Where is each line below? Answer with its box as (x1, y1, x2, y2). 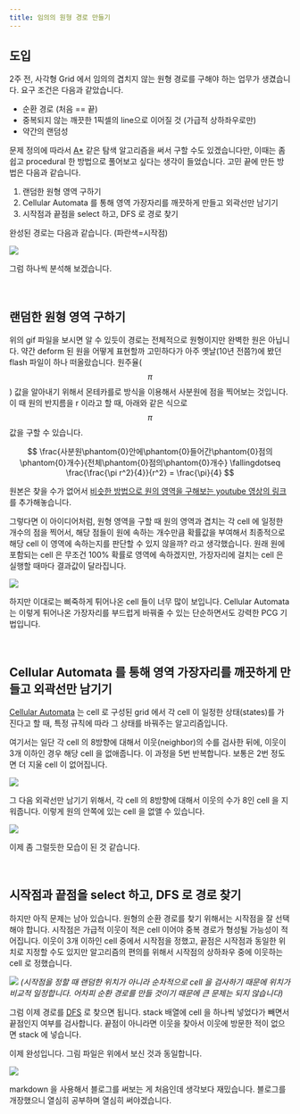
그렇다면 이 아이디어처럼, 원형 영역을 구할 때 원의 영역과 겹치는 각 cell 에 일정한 (9, 516, 284, 527)
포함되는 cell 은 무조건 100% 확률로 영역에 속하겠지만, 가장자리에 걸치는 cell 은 (9, 550, 284, 561)
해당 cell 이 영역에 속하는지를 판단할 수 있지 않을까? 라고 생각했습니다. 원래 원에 (9, 538, 286, 549)
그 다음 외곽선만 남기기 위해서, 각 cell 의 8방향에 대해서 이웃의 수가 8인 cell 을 (9, 795, 279, 806)
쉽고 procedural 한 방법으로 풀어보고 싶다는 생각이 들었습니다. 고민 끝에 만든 (9, 156, 275, 167)
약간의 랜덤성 (21, 126, 69, 137)
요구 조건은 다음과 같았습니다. (21, 85, 124, 96)
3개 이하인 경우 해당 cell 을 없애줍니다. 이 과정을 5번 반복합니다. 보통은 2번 (9, 748, 270, 759)
